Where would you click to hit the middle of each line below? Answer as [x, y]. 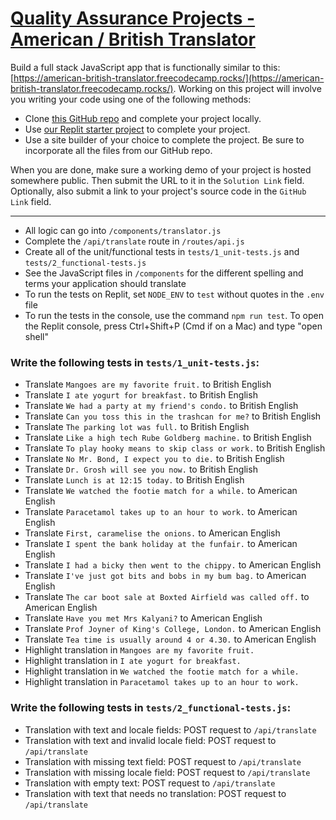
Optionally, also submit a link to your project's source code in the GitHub [158, 191]
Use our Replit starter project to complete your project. [137, 129]
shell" [36, 336]
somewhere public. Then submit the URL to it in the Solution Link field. [157, 180]
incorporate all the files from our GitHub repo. [118, 150]
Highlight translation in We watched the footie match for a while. [162, 671]
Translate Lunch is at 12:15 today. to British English [134, 480]
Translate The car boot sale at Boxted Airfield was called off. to [167, 597]
